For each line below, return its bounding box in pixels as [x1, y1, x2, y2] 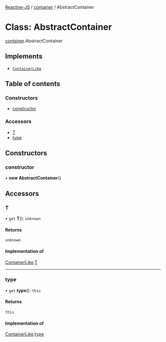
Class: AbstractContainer [5, 22, 112, 33]
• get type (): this [5, 287, 41, 293]
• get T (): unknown [5, 215, 41, 222]
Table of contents [5, 80, 60, 88]
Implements [5, 52, 43, 61]
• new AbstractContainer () [5, 175, 61, 181]
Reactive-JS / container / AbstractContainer [5, 4, 94, 10]
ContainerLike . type [5, 331, 44, 337]
